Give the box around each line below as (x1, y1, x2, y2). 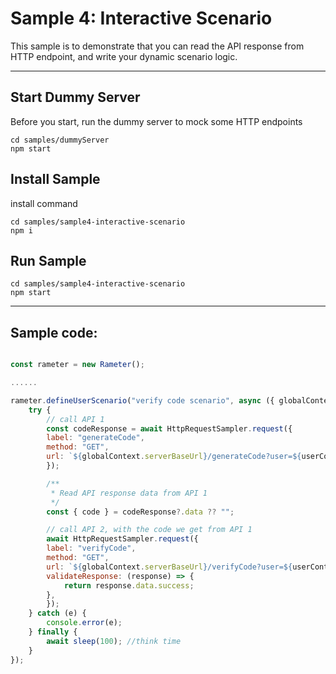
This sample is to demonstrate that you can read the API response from (10, 40, 305, 52)
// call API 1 (46, 414, 105, 424)
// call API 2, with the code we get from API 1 (46, 525, 253, 535)
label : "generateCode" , (46, 433, 145, 443)
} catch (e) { (28, 608, 87, 619)
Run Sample (10, 252, 87, 269)
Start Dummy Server (10, 89, 141, 106)
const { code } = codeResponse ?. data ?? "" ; (46, 507, 235, 517)
